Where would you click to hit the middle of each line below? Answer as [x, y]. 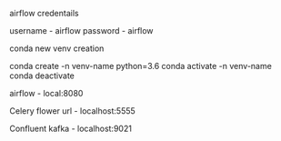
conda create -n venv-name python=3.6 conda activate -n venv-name [141, 66]
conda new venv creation [57, 48]
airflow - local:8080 [46, 93]
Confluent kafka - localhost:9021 [70, 128]
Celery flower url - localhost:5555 [73, 111]
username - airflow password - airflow [81, 30]
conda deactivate [42, 76]
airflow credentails [44, 13]
